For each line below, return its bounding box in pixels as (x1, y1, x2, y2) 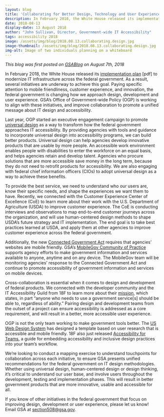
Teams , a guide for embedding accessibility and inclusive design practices (5, 336, 155, 341)
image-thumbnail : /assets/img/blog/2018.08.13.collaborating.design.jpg (5, 43, 156, 48)
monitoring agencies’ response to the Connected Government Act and (5, 259, 146, 266)
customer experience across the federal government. (5, 230, 112, 236)
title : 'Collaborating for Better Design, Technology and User (5, 12, 137, 17)
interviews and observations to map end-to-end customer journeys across (5, 209, 155, 215)
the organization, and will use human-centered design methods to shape (5, 214, 151, 220)
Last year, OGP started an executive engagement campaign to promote (5, 117, 148, 122)
